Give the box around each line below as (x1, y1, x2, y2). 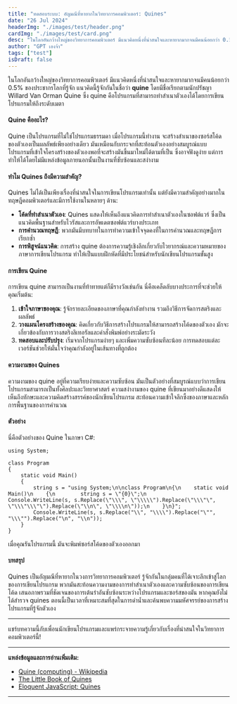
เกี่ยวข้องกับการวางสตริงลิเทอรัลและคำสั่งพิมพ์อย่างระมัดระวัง (18, 328, 155, 337)
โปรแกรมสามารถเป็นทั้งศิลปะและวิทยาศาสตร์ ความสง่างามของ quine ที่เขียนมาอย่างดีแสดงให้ (8, 384, 222, 393)
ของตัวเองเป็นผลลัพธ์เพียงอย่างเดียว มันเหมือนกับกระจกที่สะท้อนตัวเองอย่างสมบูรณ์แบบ (8, 139, 207, 148)
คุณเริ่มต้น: (8, 290, 34, 299)
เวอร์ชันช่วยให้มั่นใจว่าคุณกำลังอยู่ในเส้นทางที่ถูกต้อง (18, 344, 137, 353)
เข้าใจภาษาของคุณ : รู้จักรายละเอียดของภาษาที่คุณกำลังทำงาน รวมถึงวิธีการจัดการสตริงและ (18, 304, 222, 313)
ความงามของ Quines (8, 360, 60, 369)
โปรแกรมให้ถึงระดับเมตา (8, 99, 64, 108)
